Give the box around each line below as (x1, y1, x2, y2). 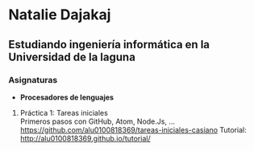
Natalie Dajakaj (8, 6, 111, 24)
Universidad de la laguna (8, 50, 135, 63)
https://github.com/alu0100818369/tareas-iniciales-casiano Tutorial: (19, 124, 248, 134)
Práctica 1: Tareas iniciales (19, 108, 109, 117)
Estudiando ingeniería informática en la (8, 38, 210, 51)
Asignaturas (8, 74, 58, 85)
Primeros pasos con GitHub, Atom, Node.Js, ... (19, 116, 176, 126)
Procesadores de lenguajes (19, 92, 115, 102)
